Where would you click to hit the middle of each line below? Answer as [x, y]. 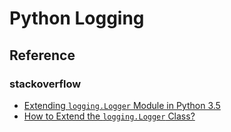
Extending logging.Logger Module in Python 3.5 [122, 105]
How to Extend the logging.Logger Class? [109, 116]
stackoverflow [45, 84]
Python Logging [77, 18]
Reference [42, 55]
